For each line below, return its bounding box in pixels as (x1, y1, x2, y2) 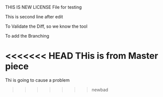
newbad (91, 87, 108, 93)
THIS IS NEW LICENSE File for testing (5, 4, 82, 10)
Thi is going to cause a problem (5, 77, 70, 83)
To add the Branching (5, 33, 50, 39)
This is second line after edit (5, 14, 63, 19)
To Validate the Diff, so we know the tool (5, 23, 88, 29)
